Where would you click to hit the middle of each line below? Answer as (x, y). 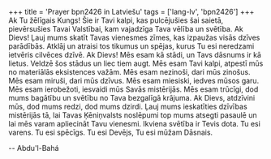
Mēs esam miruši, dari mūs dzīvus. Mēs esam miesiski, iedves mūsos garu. (134, 81)
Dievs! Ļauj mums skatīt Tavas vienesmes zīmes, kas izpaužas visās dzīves (134, 37)
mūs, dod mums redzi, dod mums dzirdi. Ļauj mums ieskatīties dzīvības (128, 106)
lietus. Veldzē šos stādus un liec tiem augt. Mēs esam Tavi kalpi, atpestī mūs (136, 63)
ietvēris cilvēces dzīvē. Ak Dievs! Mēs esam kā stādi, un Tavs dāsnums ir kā (135, 55)
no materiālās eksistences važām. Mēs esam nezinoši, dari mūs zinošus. (129, 72)
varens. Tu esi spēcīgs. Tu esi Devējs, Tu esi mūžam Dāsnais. (111, 132)
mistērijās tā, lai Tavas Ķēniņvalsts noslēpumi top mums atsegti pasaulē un (133, 115)
